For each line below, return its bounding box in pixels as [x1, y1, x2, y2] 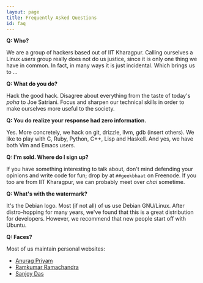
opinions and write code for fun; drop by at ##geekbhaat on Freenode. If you [6, 172, 197, 179]
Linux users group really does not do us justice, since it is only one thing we [6, 56, 197, 63]
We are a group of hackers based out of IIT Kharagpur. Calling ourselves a [6, 49, 193, 56]
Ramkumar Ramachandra [15, 263, 79, 271]
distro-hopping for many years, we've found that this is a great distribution [6, 208, 194, 216]
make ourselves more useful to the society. [6, 105, 115, 112]
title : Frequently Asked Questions [6, 15, 97, 21]
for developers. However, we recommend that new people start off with [6, 215, 186, 222]
